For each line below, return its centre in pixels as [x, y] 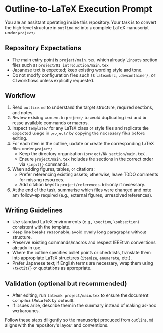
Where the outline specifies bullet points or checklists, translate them [81, 253]
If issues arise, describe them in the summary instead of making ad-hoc [84, 306]
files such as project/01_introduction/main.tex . [61, 65]
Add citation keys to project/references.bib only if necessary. [82, 184]
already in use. [27, 248]
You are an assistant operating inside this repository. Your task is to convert [81, 22]
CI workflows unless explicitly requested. [53, 80]
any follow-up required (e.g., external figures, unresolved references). [82, 195]
